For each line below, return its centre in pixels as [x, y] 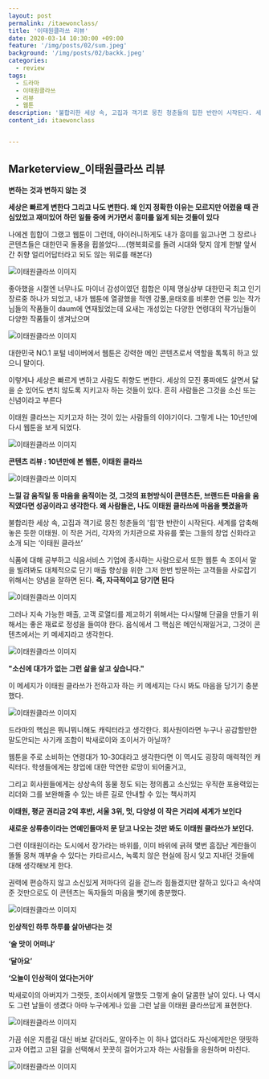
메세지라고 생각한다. [82, 634]
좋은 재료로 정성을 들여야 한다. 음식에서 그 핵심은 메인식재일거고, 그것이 [141, 624]
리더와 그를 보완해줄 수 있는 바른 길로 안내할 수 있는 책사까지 [102, 794]
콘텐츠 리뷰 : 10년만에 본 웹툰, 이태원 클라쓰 [75, 461]
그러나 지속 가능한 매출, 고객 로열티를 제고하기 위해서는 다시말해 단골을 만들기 [129, 614]
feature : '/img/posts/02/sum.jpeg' [68, 46]
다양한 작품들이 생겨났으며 [49, 318]
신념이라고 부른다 [35, 400]
